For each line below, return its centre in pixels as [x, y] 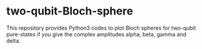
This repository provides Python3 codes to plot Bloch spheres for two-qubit [101, 28]
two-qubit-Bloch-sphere [70, 11]
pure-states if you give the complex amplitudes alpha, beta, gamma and [96, 34]
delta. [13, 41]
